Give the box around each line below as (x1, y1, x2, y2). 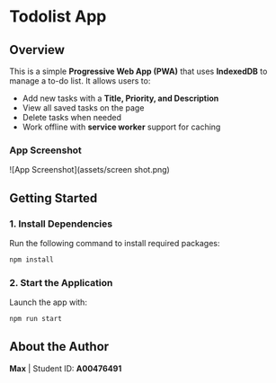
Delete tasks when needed (22, 112, 122, 122)
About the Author (9, 339, 110, 354)
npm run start (9, 315, 63, 324)
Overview (9, 42, 66, 58)
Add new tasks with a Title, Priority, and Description (22, 93, 219, 103)
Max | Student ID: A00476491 (9, 362, 122, 374)
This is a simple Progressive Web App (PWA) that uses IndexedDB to (9, 66, 268, 76)
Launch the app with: (9, 297, 88, 307)
